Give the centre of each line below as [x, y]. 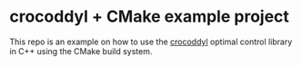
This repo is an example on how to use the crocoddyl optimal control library [151, 42]
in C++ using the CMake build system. [81, 51]
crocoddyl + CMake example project [149, 17]
